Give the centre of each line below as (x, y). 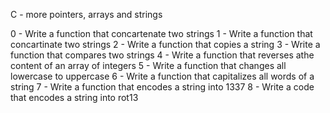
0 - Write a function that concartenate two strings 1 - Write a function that (161, 33)
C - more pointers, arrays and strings (86, 14)
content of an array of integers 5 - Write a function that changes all (148, 65)
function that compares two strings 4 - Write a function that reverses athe (162, 55)
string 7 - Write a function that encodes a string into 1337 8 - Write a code (162, 87)
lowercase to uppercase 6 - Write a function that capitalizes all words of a (162, 76)
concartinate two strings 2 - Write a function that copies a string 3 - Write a (165, 44)
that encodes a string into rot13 (74, 97)
